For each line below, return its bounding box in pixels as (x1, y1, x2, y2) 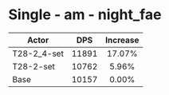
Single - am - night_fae (8, 6, 162, 24)
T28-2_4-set (12, 48, 64, 59)
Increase (104, 34, 140, 46)
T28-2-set (12, 61, 56, 72)
